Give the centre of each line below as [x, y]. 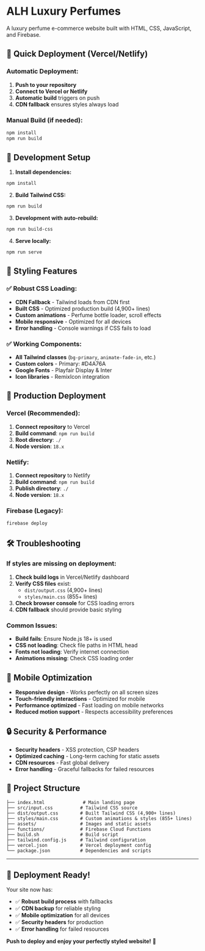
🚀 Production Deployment [56, 396]
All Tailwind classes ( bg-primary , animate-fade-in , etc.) [85, 357]
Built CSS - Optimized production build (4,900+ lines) [83, 308]
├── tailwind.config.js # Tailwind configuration [76, 840]
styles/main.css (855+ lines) [61, 596]
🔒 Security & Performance [56, 732]
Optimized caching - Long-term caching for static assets [87, 756]
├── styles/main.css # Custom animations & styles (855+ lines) [99, 818]
